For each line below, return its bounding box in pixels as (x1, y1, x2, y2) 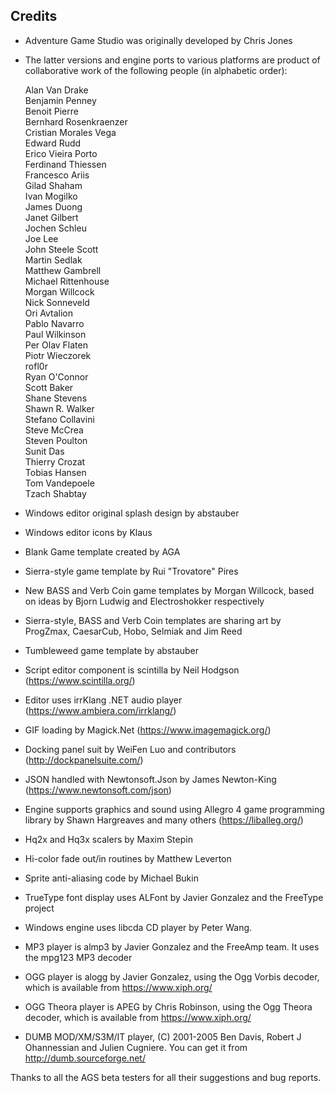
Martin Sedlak (24, 254, 83, 266)
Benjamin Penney (24, 94, 97, 106)
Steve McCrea (24, 424, 84, 436)
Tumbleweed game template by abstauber (24, 644, 200, 656)
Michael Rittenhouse (24, 275, 110, 287)
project (24, 902, 55, 914)
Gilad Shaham (24, 179, 83, 191)
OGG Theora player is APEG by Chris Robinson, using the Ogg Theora (24, 1000, 313, 1013)
